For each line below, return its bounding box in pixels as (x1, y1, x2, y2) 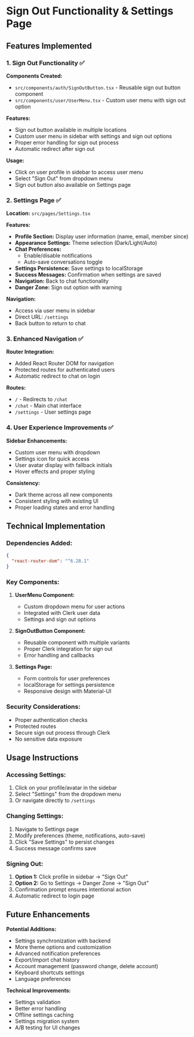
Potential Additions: (6, 925, 57, 932)
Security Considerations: (6, 702, 81, 711)
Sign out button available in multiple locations (14, 126, 127, 133)
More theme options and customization (14, 943, 112, 950)
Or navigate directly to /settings (14, 797, 96, 804)
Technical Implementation (6, 521, 106, 531)
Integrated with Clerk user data (23, 610, 100, 617)
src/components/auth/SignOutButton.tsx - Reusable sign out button (14, 84, 181, 91)
